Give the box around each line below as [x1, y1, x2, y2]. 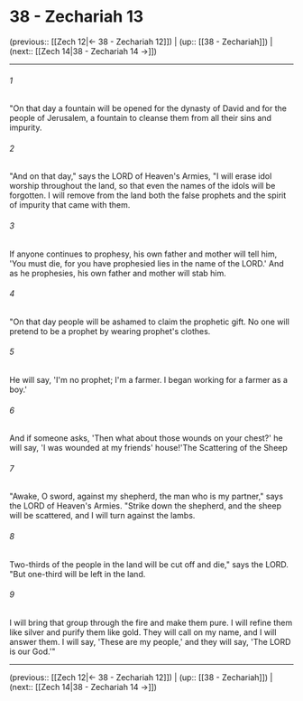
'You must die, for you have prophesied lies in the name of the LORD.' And [9, 257, 284, 268]
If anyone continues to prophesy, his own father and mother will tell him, [9, 248, 278, 259]
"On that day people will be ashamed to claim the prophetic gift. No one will [9, 316, 290, 327]
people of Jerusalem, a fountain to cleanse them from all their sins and [9, 113, 272, 124]
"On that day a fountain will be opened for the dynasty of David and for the [9, 103, 287, 114]
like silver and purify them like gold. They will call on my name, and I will [9, 626, 277, 638]
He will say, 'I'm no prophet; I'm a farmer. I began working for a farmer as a [9, 374, 289, 385]
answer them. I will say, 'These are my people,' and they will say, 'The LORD [9, 636, 291, 647]
